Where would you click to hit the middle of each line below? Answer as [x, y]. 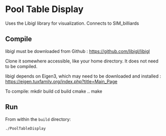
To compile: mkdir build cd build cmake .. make [54, 91]
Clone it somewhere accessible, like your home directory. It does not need [82, 61]
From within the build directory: [38, 119]
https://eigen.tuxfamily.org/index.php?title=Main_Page [61, 81]
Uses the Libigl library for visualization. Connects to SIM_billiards [72, 23]
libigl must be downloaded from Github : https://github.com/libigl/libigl [77, 51]
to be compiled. [21, 66]
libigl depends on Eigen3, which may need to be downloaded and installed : [83, 76]
